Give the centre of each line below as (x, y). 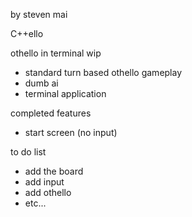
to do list (28, 152)
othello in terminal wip (56, 53)
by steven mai (39, 14)
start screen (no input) (71, 132)
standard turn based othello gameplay (103, 72)
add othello (48, 192)
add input (44, 182)
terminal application (65, 93)
